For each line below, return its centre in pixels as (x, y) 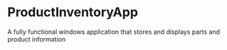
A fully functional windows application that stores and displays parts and (114, 32)
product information (37, 39)
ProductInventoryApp (73, 12)
